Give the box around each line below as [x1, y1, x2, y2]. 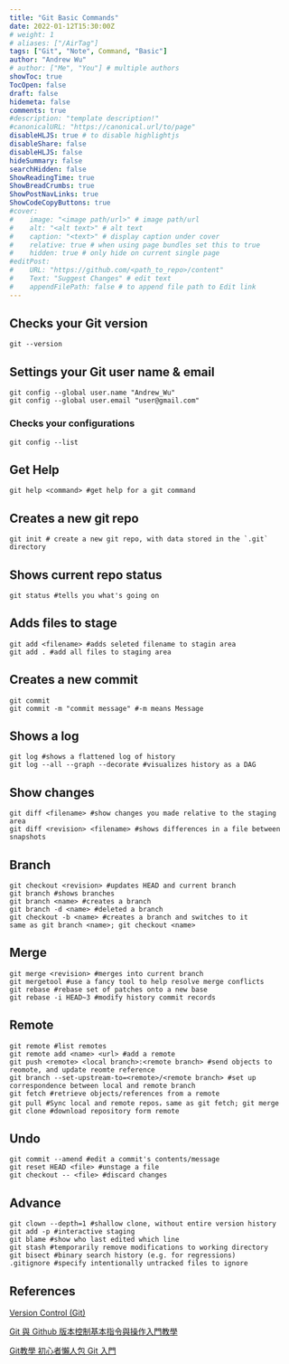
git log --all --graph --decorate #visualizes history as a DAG [9, 761, 256, 770]
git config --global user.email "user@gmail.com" [9, 396, 200, 405]
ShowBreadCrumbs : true [9, 182, 95, 191]
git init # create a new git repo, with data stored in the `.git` [9, 535, 269, 544]
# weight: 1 [9, 30, 54, 39]
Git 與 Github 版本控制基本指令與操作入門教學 [9, 1326, 178, 1337]
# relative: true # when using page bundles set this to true [9, 241, 260, 250]
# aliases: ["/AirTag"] [9, 38, 99, 48]
